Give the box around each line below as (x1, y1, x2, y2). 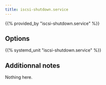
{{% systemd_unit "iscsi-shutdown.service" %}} (5, 47, 102, 53)
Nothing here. (5, 74, 33, 80)
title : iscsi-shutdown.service (5, 7, 69, 12)
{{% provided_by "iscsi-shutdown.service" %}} (5, 20, 100, 26)
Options (5, 34, 30, 43)
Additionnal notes (5, 61, 60, 69)
